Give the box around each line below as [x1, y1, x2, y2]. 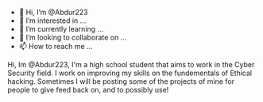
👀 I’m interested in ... [18, 16, 87, 25]
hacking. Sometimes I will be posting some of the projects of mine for [7, 77, 235, 86]
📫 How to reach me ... [18, 42, 93, 51]
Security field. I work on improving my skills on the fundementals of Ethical [7, 68, 252, 77]
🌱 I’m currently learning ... [18, 25, 104, 33]
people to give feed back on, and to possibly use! [7, 85, 169, 94]
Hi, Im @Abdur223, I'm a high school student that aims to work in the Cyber [7, 60, 255, 69]
